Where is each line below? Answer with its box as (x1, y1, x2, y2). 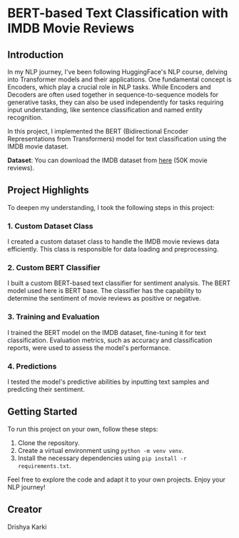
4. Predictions (7, 361, 57, 371)
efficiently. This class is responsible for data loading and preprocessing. (7, 245, 219, 254)
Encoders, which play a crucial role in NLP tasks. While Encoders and (7, 83, 212, 91)
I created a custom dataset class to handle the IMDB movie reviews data (7, 237, 220, 246)
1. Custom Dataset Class (7, 221, 94, 231)
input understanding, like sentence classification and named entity (7, 106, 203, 114)
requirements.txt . (17, 461, 71, 469)
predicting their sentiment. (7, 385, 86, 394)
